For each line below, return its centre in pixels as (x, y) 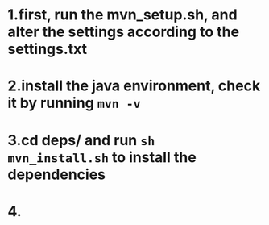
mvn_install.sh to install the (102, 157)
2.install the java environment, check (134, 86)
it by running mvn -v (74, 103)
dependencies (57, 174)
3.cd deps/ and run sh (81, 140)
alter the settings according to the (123, 32)
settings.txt (48, 49)
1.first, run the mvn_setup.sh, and (123, 15)
